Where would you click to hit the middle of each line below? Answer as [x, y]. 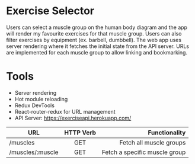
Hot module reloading [41, 99]
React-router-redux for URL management [65, 111]
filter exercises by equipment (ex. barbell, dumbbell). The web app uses [94, 40]
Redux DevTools [35, 105]
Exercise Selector [50, 11]
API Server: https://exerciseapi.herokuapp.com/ [73, 118]
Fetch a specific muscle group [144, 152]
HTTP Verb [80, 133]
